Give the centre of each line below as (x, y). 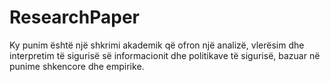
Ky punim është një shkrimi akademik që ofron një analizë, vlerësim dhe (157, 45)
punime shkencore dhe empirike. (77, 66)
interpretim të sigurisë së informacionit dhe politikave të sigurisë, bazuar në (165, 55)
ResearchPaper (75, 17)
